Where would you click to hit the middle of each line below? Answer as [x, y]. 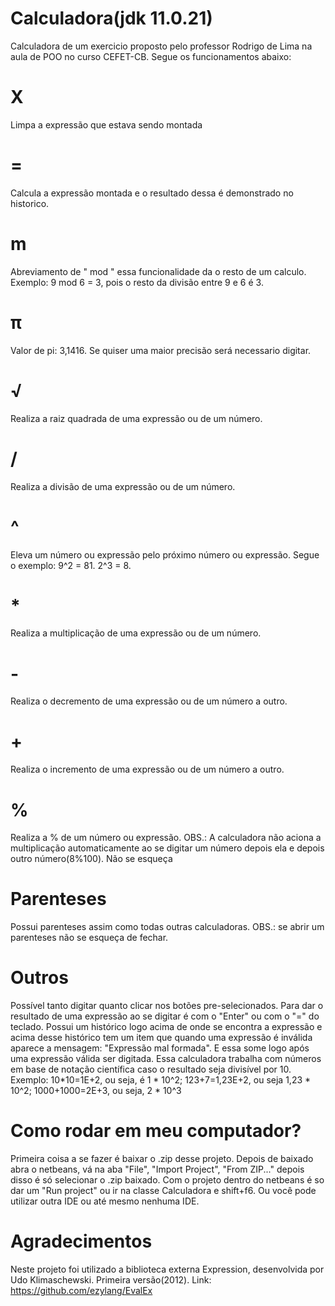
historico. [30, 203]
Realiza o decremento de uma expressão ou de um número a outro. [149, 701]
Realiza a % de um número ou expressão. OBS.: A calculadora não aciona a [166, 838]
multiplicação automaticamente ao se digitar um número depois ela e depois [167, 848]
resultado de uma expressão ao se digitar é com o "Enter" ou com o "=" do [165, 1016]
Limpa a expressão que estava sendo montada [106, 124]
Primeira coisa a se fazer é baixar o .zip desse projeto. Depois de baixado [162, 1159]
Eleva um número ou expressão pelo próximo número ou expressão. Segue [165, 554]
